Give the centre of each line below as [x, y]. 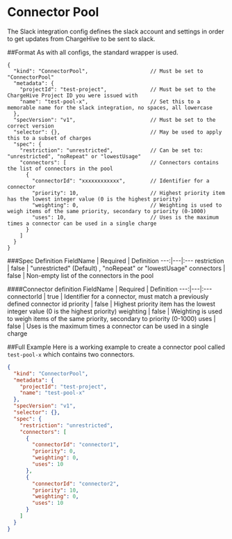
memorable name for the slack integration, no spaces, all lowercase [110, 108]
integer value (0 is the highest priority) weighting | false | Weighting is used [115, 311]
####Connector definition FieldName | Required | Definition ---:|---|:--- [110, 289]
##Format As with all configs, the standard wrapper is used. [93, 52]
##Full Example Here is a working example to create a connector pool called [116, 347]
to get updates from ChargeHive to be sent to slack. [81, 38]
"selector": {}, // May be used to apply [118, 132]
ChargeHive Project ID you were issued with [73, 95]
